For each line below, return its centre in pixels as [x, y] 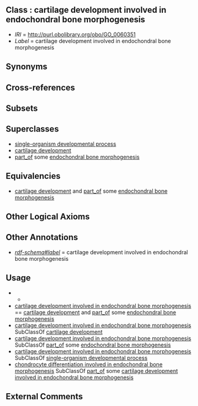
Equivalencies [33, 176]
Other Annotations [42, 237]
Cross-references [41, 87]
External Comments [44, 397]
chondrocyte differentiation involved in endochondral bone [89, 364]
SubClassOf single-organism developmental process [81, 358]
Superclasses [32, 129]
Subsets [22, 108]
